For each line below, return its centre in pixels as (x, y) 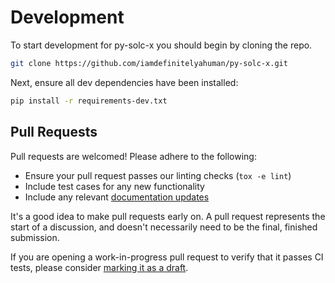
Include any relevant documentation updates (117, 197)
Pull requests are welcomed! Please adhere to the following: (133, 156)
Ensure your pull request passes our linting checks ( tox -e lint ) (158, 175)
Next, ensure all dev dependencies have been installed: (124, 82)
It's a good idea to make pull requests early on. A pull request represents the (168, 216)
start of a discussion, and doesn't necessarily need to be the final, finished (164, 227)
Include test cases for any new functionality (114, 186)
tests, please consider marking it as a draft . (99, 267)
